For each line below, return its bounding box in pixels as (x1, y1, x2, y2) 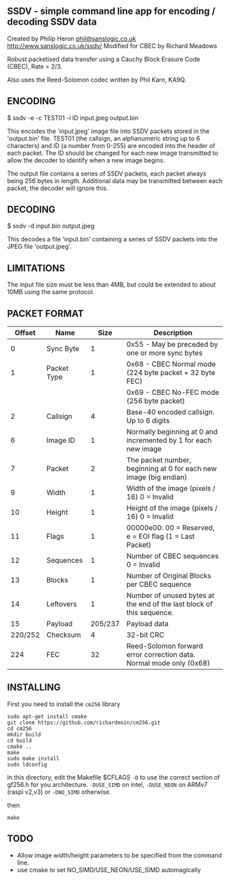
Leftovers (47, 599, 77, 609)
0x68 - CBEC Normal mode (126, 359, 216, 369)
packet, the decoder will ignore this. (7, 184, 108, 192)
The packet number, (126, 455, 192, 465)
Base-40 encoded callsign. (126, 407, 215, 417)
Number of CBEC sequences (126, 551, 219, 561)
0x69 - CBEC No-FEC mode (126, 387, 220, 397)
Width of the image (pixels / (126, 483, 216, 493)
